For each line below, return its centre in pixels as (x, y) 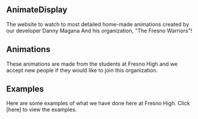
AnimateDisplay (37, 10)
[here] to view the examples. (42, 109)
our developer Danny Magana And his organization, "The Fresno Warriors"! (99, 30)
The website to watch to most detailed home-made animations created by (98, 24)
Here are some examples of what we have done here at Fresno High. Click (98, 103)
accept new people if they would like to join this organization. (82, 70)
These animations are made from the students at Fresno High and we (92, 64)
